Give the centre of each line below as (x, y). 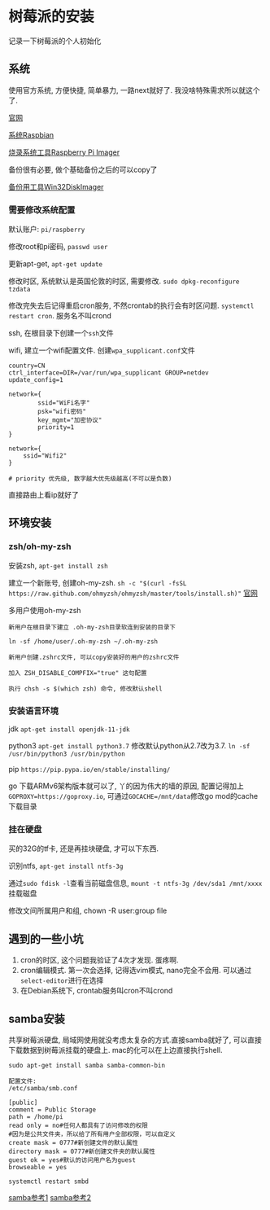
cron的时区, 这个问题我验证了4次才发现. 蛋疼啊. (99, 960)
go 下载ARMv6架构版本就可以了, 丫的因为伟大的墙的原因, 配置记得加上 (126, 786)
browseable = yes (38, 1167)
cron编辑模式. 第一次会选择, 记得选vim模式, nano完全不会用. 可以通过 (136, 971)
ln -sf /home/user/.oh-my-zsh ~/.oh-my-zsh (83, 641)
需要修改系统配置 (42, 210)
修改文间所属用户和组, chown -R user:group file (88, 911)
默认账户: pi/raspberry (47, 230)
